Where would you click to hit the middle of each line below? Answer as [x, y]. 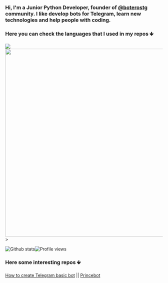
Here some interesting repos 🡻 [43, 262]
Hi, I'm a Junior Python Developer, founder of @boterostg [76, 8]
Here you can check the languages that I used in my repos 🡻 [79, 34]
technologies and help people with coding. [58, 20]
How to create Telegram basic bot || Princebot [53, 275]
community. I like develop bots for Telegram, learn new [73, 14]
